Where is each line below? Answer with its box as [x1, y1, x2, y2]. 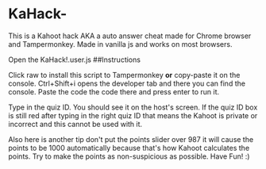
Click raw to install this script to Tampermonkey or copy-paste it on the [8, 70, 241, 79]
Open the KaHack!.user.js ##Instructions [8, 55, 141, 64]
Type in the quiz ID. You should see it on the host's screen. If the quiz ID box [8, 102, 258, 112]
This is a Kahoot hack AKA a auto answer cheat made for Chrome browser [8, 31, 252, 40]
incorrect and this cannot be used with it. [8, 119, 143, 129]
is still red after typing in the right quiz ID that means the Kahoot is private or [8, 110, 258, 120]
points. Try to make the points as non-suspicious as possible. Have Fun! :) [8, 152, 250, 161]
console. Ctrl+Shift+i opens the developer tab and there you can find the [8, 79, 246, 88]
